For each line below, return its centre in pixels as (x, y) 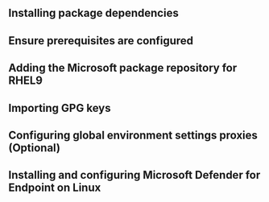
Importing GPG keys (60, 108)
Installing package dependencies (93, 13)
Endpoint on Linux (55, 188)
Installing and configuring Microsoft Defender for (134, 175)
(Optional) (34, 148)
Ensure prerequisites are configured (101, 41)
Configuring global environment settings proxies (133, 135)
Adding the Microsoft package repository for (123, 68)
